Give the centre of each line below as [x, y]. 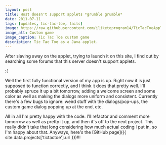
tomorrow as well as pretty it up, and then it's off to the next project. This [79, 121]
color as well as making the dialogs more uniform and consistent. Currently [82, 96]
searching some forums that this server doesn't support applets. [71, 61]
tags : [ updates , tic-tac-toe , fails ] [44, 24]
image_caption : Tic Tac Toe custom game [47, 38]
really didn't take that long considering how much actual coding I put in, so [81, 127]
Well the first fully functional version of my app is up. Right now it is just [78, 80]
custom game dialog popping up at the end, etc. [54, 106]
